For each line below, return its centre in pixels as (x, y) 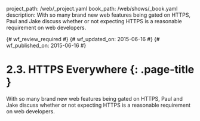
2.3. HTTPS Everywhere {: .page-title (100, 69)
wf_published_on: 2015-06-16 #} (46, 45)
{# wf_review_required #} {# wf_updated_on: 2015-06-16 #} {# (83, 39)
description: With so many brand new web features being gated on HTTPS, (99, 15)
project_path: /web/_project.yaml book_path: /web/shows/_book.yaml (92, 9)
